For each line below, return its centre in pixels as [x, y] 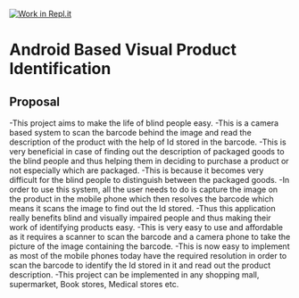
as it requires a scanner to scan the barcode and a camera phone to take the [150, 237]
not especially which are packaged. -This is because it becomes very [137, 170]
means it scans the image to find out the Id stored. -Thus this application [142, 208]
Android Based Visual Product [123, 50]
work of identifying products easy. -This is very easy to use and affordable [146, 227]
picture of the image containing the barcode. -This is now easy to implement [149, 246]
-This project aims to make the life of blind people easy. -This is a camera [144, 123]
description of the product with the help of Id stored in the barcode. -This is [148, 142]
